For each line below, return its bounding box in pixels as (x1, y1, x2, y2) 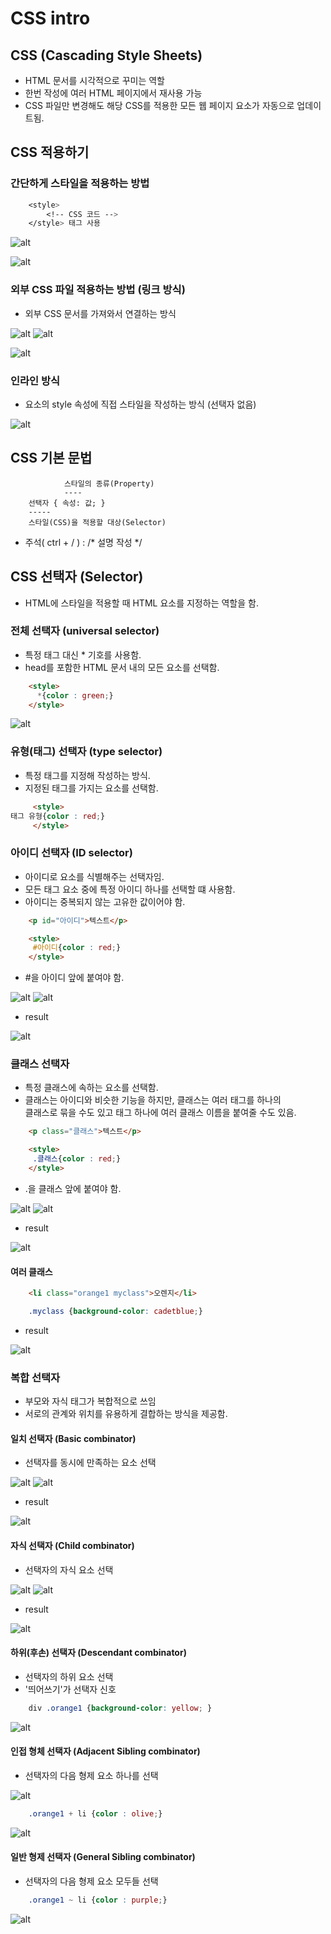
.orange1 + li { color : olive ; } (28, 1808, 163, 1819)
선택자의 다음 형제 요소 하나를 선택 (24, 1769, 159, 1781)
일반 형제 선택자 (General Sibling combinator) (10, 1851, 196, 1863)
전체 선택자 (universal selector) (10, 624, 160, 638)
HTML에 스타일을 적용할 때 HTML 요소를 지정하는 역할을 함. (24, 597, 259, 609)
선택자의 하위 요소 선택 (24, 1670, 114, 1682)
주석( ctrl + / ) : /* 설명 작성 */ (24, 536, 143, 548)
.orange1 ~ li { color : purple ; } (28, 1895, 168, 1905)
